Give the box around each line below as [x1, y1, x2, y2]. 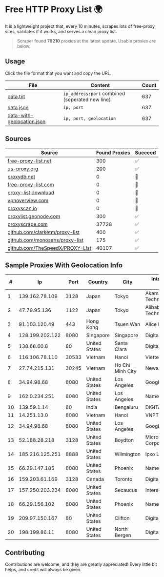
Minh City [114, 368, 137, 375]
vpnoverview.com [7, 197, 49, 204]
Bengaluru [114, 404, 138, 411]
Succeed [135, 149, 156, 156]
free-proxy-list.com [7, 181, 55, 188]
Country [88, 279, 108, 285]
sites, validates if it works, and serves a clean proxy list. [5, 28, 117, 34]
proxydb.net [7, 173, 36, 180]
